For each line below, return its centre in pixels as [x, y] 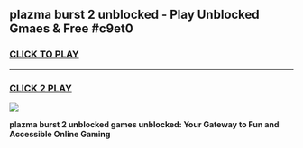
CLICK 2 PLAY [41, 88]
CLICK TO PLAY [44, 55]
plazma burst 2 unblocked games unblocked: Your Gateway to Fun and [144, 124]
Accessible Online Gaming [60, 134]
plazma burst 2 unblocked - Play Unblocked [134, 15]
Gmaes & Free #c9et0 [71, 29]
